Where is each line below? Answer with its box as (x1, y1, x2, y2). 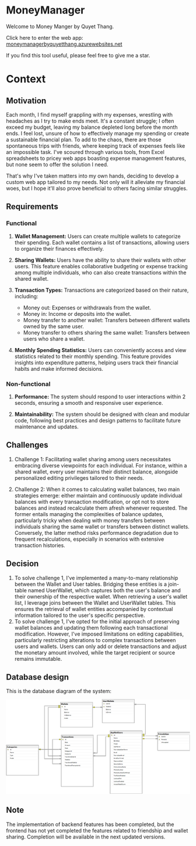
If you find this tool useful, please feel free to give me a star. (6, 52, 150, 59)
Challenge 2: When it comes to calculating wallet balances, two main (14, 486, 180, 493)
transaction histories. (14, 541, 65, 548)
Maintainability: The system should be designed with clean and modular (14, 411, 190, 418)
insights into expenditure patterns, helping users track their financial (14, 359, 179, 366)
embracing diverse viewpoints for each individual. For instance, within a (14, 462, 187, 469)
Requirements (6, 202, 58, 211)
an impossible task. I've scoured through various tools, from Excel (6, 148, 164, 155)
